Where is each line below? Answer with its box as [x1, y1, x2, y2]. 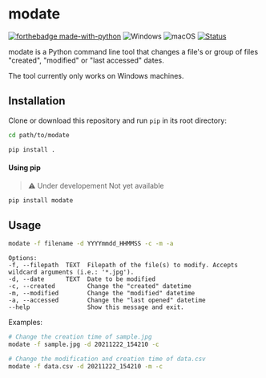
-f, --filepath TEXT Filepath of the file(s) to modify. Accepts [8, 262, 239, 270]
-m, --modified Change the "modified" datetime [8, 290, 195, 298]
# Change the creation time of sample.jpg [8, 333, 152, 341]
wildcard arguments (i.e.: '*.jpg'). [8, 268, 135, 277]
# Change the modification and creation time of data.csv [8, 355, 206, 364]
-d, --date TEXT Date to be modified [8, 275, 156, 283]
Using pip [8, 163, 42, 173]
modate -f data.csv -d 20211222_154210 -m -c [8, 362, 163, 370]
